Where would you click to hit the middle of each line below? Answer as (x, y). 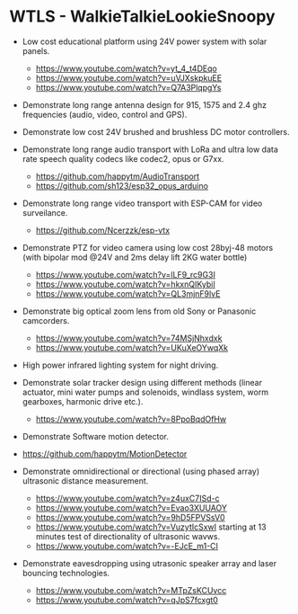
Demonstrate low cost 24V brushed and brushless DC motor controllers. (156, 131)
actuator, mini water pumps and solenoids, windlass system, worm (145, 392)
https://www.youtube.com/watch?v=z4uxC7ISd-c (127, 498)
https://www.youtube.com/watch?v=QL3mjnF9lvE (128, 293)
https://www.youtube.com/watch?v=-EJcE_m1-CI (127, 546)
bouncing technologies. (66, 573)
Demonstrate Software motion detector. (95, 436)
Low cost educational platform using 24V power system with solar (145, 41)
